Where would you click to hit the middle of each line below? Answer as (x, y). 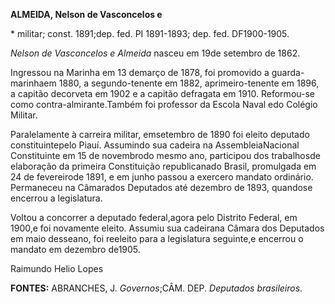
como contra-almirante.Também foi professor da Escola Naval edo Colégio (164, 104)
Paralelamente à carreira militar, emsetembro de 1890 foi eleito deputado (160, 134)
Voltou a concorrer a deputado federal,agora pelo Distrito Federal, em (154, 217)
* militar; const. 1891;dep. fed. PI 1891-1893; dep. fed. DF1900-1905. (150, 33)
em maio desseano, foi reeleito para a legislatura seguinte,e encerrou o (157, 238)
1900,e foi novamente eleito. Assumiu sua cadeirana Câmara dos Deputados (167, 228)
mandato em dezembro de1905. (75, 249)
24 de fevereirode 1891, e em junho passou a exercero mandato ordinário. (162, 177)
